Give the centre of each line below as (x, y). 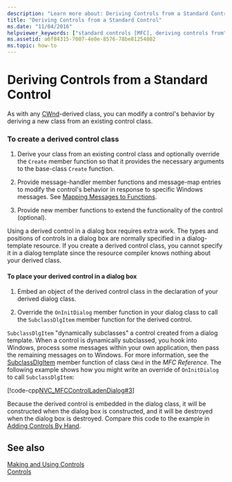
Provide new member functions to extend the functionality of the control (120, 210)
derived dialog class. (47, 299)
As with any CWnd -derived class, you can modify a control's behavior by (111, 113)
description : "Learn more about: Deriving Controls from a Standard (108, 13)
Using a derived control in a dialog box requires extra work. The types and (113, 231)
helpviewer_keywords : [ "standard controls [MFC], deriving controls (108, 33)
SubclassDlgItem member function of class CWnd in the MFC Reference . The (114, 362)
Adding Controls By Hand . (44, 426)
